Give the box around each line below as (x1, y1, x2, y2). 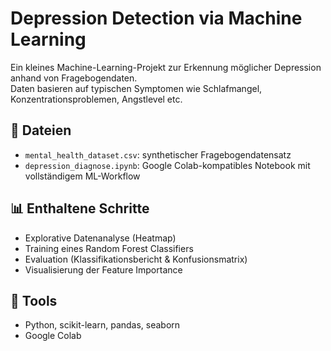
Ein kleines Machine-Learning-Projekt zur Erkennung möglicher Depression (10, 61, 322, 73)
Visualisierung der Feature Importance (24, 263, 183, 276)
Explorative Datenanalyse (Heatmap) (24, 232, 177, 244)
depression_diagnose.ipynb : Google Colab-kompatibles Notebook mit (24, 159, 311, 171)
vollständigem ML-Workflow (24, 170, 141, 182)
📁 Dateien (10, 122, 72, 139)
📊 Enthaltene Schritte (10, 200, 150, 217)
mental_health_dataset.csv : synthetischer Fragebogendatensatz (24, 148, 292, 161)
